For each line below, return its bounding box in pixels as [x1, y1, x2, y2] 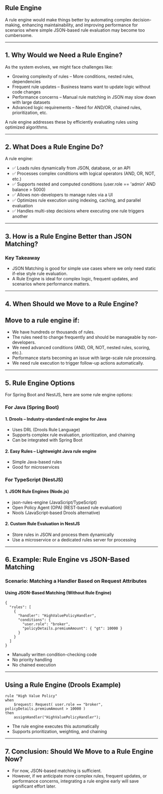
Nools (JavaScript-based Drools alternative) [12, 510, 100, 516]
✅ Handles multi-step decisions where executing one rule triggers [12, 208, 145, 214]
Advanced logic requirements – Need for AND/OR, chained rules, [12, 104, 142, 110]
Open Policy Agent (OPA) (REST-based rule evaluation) [12, 504, 122, 510]
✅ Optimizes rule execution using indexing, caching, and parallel [12, 197, 141, 203]
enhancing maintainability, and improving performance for [22, 22, 138, 28]
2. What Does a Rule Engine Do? [5, 143, 103, 151]
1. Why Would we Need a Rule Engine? [5, 51, 123, 59]
